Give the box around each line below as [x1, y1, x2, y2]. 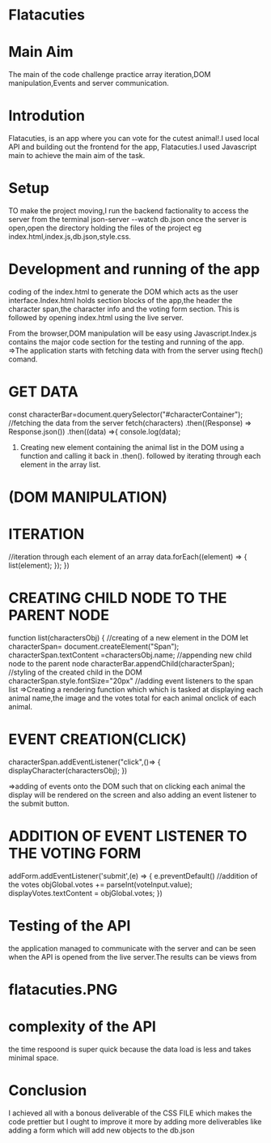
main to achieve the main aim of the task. [8, 151, 146, 161]
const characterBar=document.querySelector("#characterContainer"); [8, 409, 243, 419]
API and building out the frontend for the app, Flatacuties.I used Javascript [8, 142, 257, 152]
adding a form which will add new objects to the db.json [8, 1125, 195, 1135]
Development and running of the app [8, 260, 260, 279]
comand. [8, 354, 38, 364]
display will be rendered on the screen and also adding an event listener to [8, 790, 257, 799]
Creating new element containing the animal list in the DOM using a [19, 442, 244, 452]
